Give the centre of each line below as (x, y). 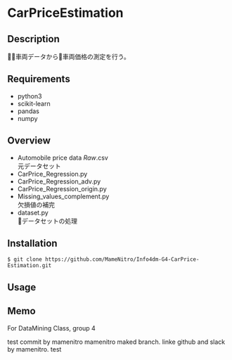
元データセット (39, 166)
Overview (29, 141)
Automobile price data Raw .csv (63, 157)
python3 (30, 96)
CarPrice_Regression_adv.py (59, 181)
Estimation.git (30, 266)
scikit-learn (34, 103)
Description (33, 39)
